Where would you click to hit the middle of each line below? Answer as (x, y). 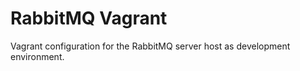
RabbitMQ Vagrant (89, 18)
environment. (37, 56)
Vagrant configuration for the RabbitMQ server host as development (150, 46)
